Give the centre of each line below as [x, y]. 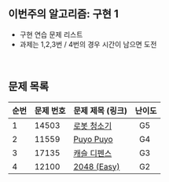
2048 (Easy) [97, 166]
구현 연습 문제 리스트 [51, 35]
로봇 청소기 [93, 126]
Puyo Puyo [93, 139]
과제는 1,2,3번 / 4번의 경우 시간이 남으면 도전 [88, 44]
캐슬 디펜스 [93, 153]
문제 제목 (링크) [101, 111]
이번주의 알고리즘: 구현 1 [64, 14]
